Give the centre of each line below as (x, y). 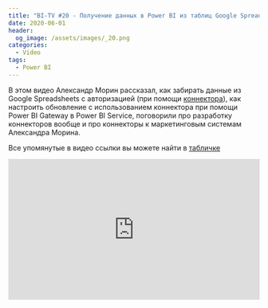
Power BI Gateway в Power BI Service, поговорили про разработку (120, 115)
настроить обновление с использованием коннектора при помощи (123, 107)
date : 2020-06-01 (37, 23)
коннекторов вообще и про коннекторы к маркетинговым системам (125, 123)
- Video (28, 53)
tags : (17, 60)
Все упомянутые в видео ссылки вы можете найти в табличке (114, 147)
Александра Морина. (45, 132)
